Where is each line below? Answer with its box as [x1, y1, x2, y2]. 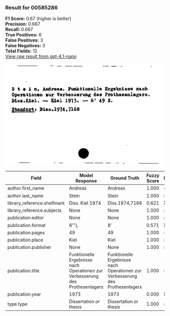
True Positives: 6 [5, 32, 42, 38]
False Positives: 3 [5, 37, 44, 43]
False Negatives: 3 [5, 43, 46, 49]
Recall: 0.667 [5, 26, 33, 33]
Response [75, 177, 97, 184]
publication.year [7, 291, 41, 297]
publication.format [7, 222, 46, 228]
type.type [7, 301, 28, 307]
